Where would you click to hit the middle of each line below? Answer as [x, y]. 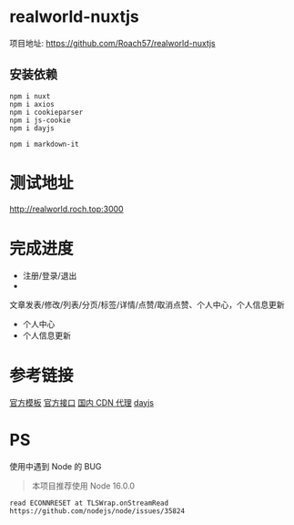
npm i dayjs [32, 128]
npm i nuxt [30, 96]
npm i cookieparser [46, 112]
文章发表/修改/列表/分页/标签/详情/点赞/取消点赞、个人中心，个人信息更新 [147, 304]
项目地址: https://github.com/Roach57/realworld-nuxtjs [112, 43]
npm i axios [32, 104]
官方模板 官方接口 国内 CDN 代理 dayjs [82, 402]
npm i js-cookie [40, 120]
